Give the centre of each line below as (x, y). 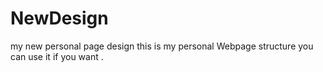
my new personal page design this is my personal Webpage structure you (162, 46)
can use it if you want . (57, 56)
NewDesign (59, 18)
